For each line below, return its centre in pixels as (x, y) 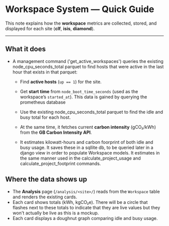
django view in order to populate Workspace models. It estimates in (90, 153)
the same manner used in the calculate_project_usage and (80, 158)
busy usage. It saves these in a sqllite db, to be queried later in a (87, 147)
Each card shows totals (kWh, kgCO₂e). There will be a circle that (80, 202)
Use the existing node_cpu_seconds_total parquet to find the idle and (92, 112)
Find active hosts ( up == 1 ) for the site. (61, 82)
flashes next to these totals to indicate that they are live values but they (86, 207)
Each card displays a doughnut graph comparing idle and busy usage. (85, 218)
